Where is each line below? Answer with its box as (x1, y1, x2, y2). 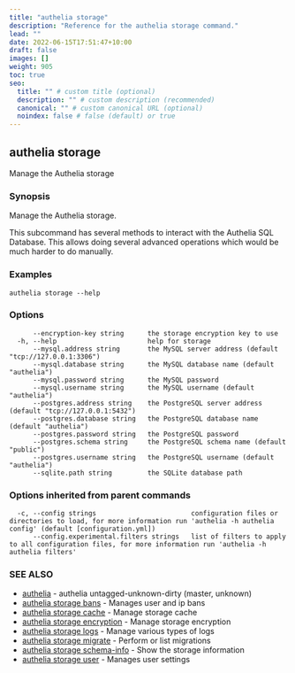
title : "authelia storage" (9, 12, 109, 22)
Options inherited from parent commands (9, 489, 192, 501)
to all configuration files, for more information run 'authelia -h (9, 540, 267, 549)
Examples (9, 268, 53, 281)
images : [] (9, 54, 49, 63)
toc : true (9, 71, 46, 80)
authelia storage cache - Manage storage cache (21, 607, 198, 618)
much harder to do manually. (9, 246, 114, 257)
